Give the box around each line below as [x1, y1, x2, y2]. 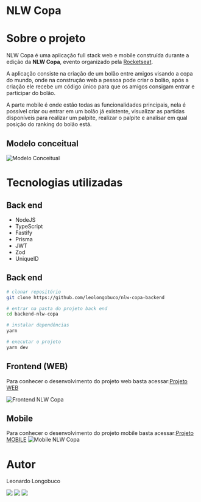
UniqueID [15, 255, 39, 262]
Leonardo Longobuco [6, 478, 61, 485]
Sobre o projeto [6, 32, 86, 46]
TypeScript [15, 222, 43, 230]
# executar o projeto [6, 339, 62, 345]
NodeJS [15, 216, 36, 223]
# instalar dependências [6, 322, 69, 328]
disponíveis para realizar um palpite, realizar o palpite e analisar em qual [6, 114, 188, 122]
